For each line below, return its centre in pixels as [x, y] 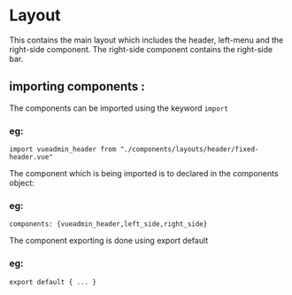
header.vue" [31, 157]
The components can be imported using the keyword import [119, 108]
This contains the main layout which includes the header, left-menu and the [146, 40]
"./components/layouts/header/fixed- [189, 150]
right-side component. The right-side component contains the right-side [141, 49]
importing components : [77, 86]
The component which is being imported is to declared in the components [144, 174]
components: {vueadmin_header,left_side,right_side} [108, 224]
